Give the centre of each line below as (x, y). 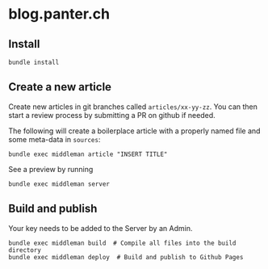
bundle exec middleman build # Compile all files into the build (122, 243)
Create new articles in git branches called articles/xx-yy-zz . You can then (133, 107)
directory (25, 250)
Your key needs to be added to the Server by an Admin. (100, 228)
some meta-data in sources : (54, 139)
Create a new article (60, 87)
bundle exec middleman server (59, 184)
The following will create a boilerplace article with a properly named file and (134, 131)
